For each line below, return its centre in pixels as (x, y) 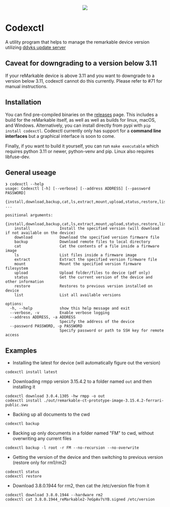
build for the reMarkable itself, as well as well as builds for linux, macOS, (80, 120)
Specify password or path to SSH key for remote (112, 331)
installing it (24, 387)
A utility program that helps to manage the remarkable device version (77, 42)
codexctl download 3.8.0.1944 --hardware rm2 (54, 495)
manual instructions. (27, 86)
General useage (31, 172)
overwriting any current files (42, 439)
